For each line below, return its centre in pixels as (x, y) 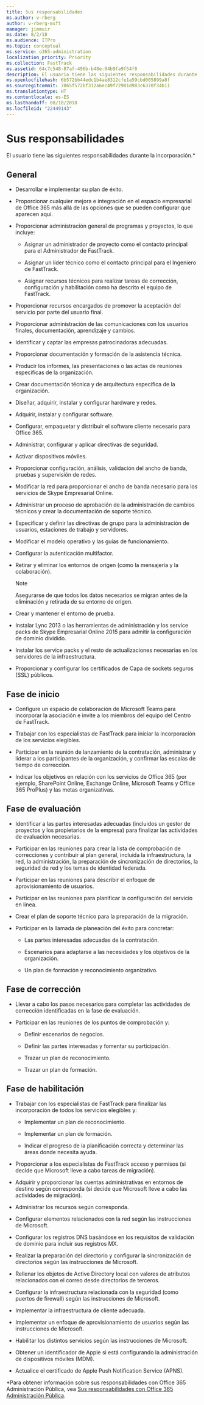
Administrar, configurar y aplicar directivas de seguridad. (86, 445)
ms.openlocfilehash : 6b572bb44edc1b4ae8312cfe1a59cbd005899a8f (88, 80)
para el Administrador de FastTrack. (69, 251)
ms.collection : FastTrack (39, 63)
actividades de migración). (48, 1195)
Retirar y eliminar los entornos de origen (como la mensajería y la (97, 565)
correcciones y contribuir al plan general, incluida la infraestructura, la (103, 854)
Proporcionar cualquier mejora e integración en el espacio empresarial (103, 201)
